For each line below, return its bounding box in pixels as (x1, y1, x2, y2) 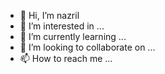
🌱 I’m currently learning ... (19, 31, 127, 42)
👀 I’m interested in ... (19, 20, 105, 32)
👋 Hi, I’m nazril (19, 10, 80, 21)
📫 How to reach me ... (19, 53, 113, 64)
